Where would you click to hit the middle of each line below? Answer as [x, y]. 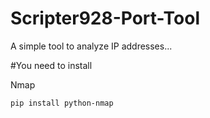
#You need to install [51, 65]
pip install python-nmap [62, 103]
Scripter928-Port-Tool [105, 18]
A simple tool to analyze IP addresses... [91, 46]
